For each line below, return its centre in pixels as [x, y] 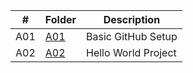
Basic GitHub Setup [132, 36]
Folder [60, 19]
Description [132, 19]
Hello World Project [131, 52]
